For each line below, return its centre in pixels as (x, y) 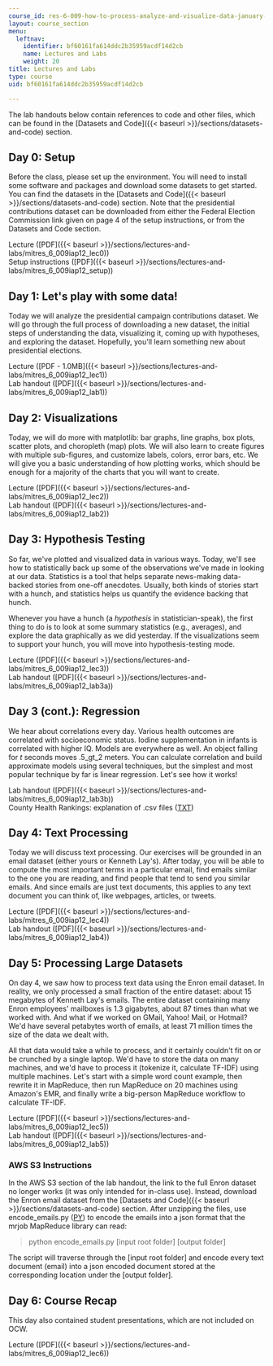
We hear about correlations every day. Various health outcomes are (121, 731)
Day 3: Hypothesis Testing (77, 540)
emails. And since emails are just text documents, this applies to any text (130, 887)
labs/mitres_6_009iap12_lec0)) (59, 253)
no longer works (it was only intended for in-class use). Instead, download (133, 1192)
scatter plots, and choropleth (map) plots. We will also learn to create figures (136, 446)
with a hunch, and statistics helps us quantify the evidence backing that (128, 593)
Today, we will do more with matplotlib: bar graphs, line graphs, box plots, (132, 437)
